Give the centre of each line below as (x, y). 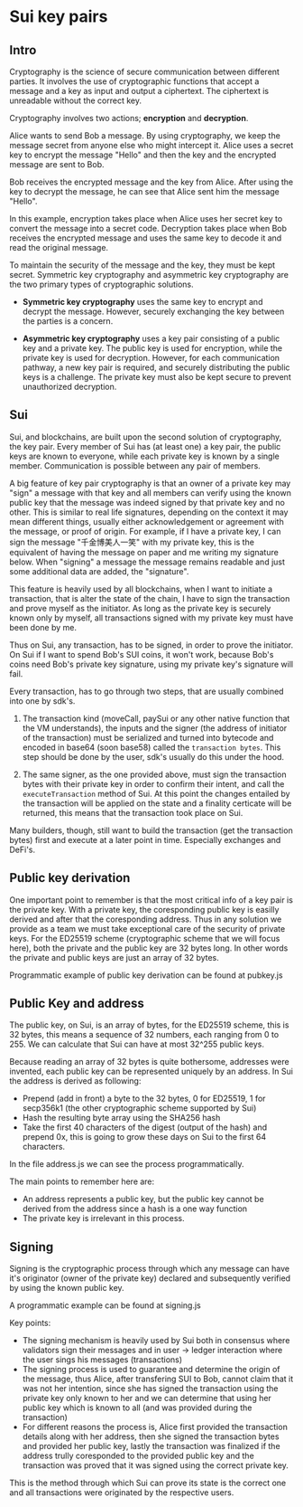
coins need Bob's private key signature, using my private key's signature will (151, 664)
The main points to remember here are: (82, 1181)
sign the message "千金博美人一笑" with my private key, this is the (132, 542)
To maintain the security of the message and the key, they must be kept (142, 265)
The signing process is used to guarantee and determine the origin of (151, 1370)
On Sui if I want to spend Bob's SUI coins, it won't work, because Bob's (142, 654)
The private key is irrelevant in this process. (103, 1218)
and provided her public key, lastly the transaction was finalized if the (151, 1446)
